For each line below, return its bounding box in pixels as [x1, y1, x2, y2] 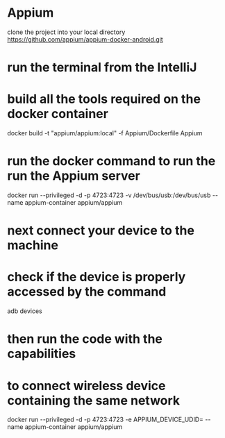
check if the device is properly [7, 269, 186, 285]
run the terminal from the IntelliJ [7, 60, 197, 76]
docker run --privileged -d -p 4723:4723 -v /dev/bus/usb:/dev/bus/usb [7, 191, 211, 199]
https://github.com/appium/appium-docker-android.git [7, 35, 163, 43]
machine [7, 237, 59, 253]
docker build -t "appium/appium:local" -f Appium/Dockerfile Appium [7, 129, 203, 137]
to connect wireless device [7, 378, 166, 394]
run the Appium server [7, 168, 140, 184]
